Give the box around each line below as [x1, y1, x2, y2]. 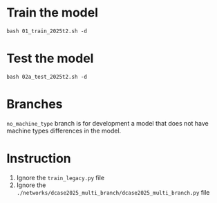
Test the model [6, 50, 94, 66]
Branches [6, 97, 63, 112]
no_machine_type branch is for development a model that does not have [6, 119, 209, 127]
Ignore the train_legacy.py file [16, 173, 105, 182]
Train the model [6, 5, 98, 21]
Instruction [6, 151, 71, 166]
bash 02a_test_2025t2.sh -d [6, 73, 88, 80]
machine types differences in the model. [6, 126, 122, 135]
